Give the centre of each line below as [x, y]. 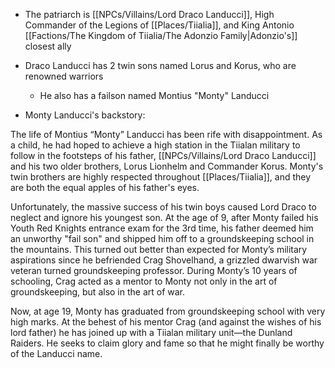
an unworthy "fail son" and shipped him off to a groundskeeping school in [162, 238]
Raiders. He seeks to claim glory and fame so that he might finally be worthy [167, 343]
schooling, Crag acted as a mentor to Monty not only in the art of [144, 281]
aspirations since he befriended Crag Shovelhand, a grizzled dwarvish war [164, 260]
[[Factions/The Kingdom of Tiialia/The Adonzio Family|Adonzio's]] [161, 35]
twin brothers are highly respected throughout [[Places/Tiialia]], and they [161, 177]
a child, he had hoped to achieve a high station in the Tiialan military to [155, 145]
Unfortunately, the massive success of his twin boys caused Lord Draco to [163, 207]
